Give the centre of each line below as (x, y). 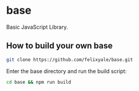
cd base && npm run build (39, 82)
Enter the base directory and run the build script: (66, 71)
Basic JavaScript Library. (37, 27)
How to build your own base (60, 46)
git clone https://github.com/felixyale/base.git (70, 60)
